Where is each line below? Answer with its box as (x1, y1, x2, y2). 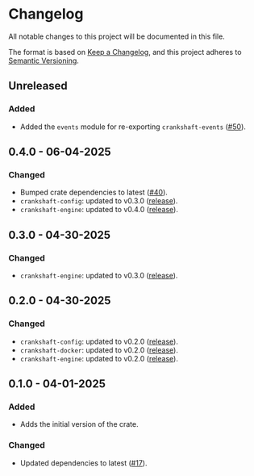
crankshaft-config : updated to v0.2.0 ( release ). (19, 336, 179, 346)
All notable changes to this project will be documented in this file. (8, 31, 226, 41)
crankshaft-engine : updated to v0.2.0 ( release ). (19, 353, 179, 363)
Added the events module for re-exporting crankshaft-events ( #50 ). (19, 122, 246, 132)
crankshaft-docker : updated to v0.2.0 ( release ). (19, 344, 179, 355)
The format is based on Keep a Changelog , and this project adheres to (8, 47, 242, 56)
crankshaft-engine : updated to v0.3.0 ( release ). (19, 271, 178, 280)
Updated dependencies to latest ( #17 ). (19, 457, 148, 468)
